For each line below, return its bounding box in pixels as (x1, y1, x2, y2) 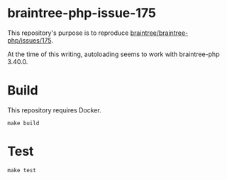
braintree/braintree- (130, 28, 189, 37)
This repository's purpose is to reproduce (7, 28, 129, 37)
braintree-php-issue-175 (7, 5, 156, 21)
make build (7, 120, 40, 127)
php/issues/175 (7, 36, 52, 44)
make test (7, 166, 37, 174)
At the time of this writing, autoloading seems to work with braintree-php (7, 50, 220, 58)
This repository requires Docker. (7, 105, 101, 115)
